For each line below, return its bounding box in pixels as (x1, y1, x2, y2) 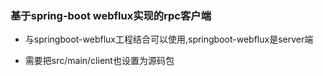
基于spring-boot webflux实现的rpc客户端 (10, 8, 212, 22)
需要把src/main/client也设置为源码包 (24, 55, 175, 67)
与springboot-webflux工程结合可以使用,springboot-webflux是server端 (24, 33, 314, 46)
